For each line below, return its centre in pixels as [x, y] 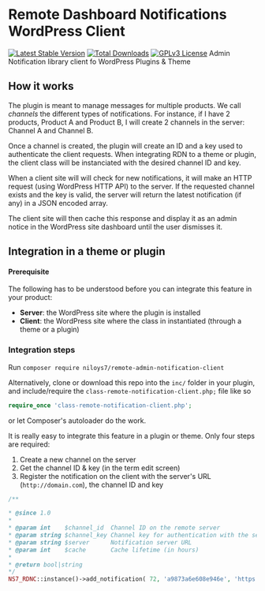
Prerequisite [29, 271]
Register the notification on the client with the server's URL [115, 476]
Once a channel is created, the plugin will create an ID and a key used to [125, 146]
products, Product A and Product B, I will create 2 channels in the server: [127, 122]
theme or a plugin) [50, 330]
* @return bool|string [45, 565]
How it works [41, 86]
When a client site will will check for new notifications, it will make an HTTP [130, 178]
